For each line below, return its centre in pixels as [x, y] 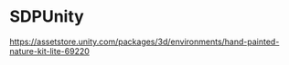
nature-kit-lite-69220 [49, 51]
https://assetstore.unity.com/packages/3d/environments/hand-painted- [144, 42]
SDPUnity [47, 17]
